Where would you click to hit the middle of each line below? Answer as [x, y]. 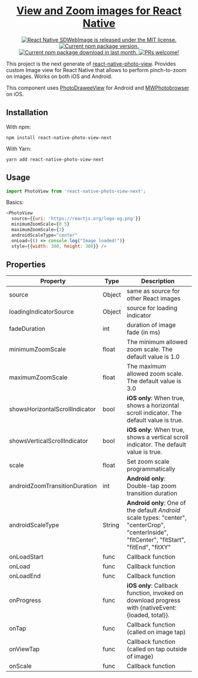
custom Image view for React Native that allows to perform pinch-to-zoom [96, 70]
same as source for [153, 291]
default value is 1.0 [153, 357]
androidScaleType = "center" [44, 235]
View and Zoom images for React [99, 11]
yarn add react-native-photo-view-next [55, 159]
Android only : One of [156, 503]
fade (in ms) [143, 333]
